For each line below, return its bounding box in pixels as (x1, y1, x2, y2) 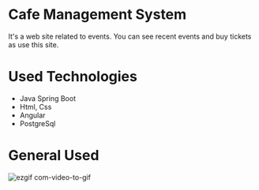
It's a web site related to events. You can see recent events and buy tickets (8, 32, 252, 41)
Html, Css (19, 102, 52, 111)
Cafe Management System (8, 6, 187, 24)
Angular (19, 110, 46, 120)
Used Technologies (8, 68, 138, 86)
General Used (8, 147, 99, 165)
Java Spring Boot (19, 93, 77, 103)
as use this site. (8, 39, 59, 49)
